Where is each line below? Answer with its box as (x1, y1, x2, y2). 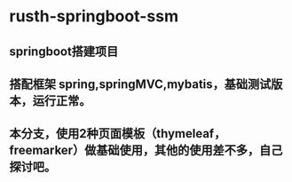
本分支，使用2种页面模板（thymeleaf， (9, 126, 226, 141)
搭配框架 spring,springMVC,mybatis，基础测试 (9, 76, 272, 91)
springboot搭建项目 (9, 44, 119, 59)
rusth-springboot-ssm (9, 6, 179, 27)
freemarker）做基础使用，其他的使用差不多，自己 (9, 143, 283, 158)
